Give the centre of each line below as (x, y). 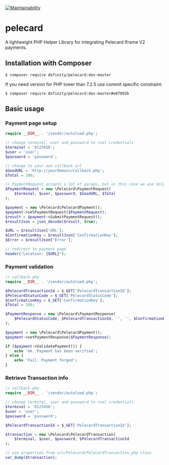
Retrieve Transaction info (37, 378)
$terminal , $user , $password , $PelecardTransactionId (72, 439)
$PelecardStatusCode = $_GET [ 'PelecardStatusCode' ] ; (62, 295)
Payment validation (29, 267)
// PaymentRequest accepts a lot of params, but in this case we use (80, 184)
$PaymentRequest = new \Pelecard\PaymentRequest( (58, 189)
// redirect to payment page (36, 249)
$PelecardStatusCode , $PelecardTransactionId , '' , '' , (73, 319)
